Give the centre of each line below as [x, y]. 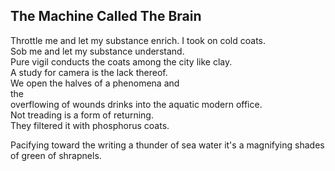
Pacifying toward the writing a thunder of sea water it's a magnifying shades [167, 145]
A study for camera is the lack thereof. [89, 72]
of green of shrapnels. [56, 155]
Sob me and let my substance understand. [97, 51]
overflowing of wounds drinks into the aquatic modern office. [136, 104]
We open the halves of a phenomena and [95, 83]
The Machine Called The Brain [106, 16]
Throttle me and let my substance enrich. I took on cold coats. [138, 40]
